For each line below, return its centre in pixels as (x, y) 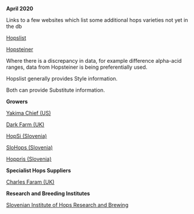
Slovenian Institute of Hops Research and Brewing (67, 205)
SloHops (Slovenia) (30, 147)
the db (14, 26)
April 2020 (20, 9)
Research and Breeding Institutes (48, 193)
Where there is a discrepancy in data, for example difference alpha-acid (94, 61)
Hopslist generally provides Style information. (62, 79)
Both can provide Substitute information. (55, 90)
